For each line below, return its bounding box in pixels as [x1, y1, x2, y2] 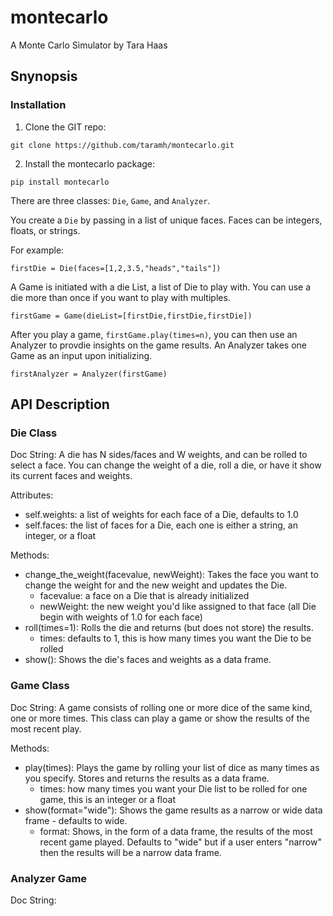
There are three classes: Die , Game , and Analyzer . [10, 194, 211, 206]
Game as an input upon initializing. [10, 349, 153, 361]
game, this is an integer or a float [39, 793, 176, 805]
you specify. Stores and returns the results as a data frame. [24, 772, 270, 784]
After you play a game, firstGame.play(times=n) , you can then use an [10, 328, 298, 340]
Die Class [10, 426, 58, 440]
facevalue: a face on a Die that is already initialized [39, 590, 250, 602]
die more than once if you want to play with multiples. [10, 291, 231, 303]
